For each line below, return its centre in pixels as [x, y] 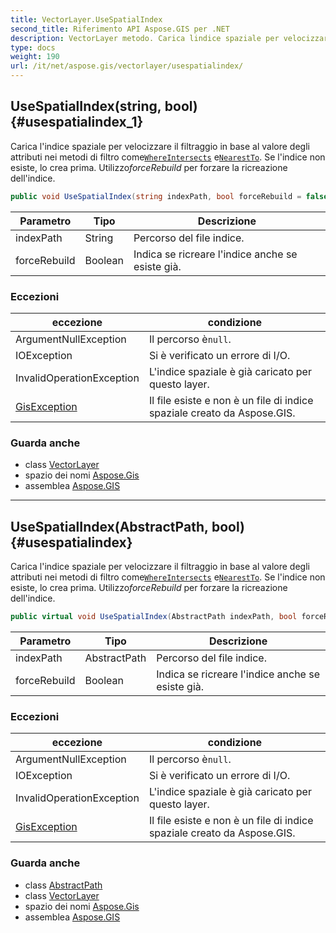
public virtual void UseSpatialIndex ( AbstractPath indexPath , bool [154, 617]
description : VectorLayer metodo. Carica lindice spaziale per [145, 38]
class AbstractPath [63, 885]
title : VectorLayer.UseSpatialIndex [86, 19]
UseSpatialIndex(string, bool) [104, 106]
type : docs [33, 47]
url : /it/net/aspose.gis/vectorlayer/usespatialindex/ [127, 66]
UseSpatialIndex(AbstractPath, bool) [127, 526]
